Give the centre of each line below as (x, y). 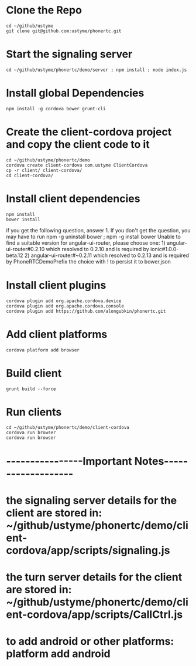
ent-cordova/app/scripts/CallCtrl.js (94, 614)
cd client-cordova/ (30, 175)
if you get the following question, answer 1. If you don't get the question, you (98, 230)
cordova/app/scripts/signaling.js (88, 550)
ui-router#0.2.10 (25, 249)
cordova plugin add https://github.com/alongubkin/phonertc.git (86, 311)
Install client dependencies (73, 199)
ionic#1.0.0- (164, 249)
